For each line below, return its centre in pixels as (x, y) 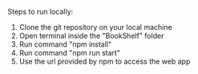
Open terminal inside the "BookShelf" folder (91, 36)
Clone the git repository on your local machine (96, 27)
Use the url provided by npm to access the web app (105, 61)
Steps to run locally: (40, 12)
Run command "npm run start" (70, 53)
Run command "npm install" (65, 44)
